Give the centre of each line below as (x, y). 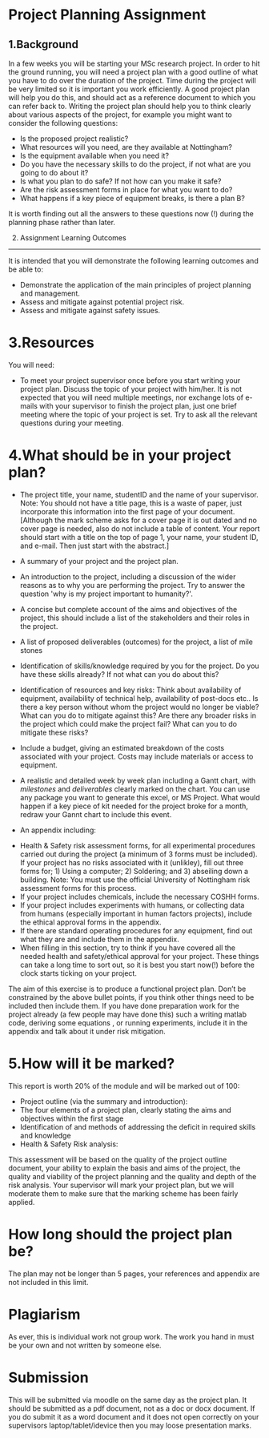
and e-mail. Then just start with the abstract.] (94, 546)
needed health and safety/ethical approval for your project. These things (139, 956)
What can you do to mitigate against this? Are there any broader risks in (138, 715)
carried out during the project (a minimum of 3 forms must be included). (139, 854)
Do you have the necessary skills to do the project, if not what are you (135, 164)
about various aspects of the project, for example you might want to (120, 115)
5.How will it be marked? (92, 1064)
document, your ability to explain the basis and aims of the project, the (124, 1168)
